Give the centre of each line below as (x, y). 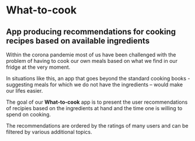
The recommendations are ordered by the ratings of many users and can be (97, 126)
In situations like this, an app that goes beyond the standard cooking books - (98, 78)
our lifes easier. (25, 91)
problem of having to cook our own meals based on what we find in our (92, 61)
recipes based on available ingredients (78, 40)
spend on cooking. (29, 114)
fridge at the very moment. (38, 67)
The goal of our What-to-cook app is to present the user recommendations (97, 102)
